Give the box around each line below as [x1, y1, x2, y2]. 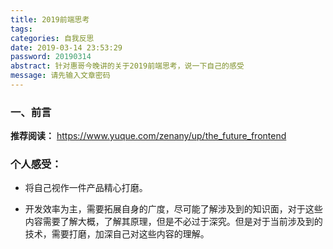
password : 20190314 [10, 52, 92, 62]
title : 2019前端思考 [10, 14, 90, 25]
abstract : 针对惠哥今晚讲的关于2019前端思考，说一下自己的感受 [10, 61, 245, 71]
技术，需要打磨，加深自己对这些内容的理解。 [24, 228, 210, 240]
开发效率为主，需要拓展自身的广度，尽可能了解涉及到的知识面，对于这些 [24, 203, 323, 215]
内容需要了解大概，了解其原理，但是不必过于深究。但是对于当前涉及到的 [24, 216, 323, 228]
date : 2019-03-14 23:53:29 [10, 42, 123, 53]
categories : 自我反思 [10, 33, 95, 43]
